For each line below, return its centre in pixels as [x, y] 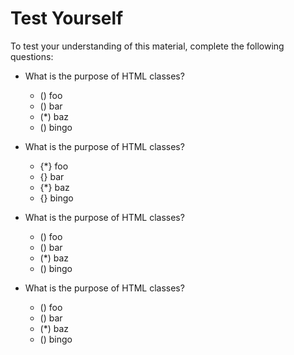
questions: [32, 56]
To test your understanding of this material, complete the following [147, 46]
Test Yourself [67, 18]
